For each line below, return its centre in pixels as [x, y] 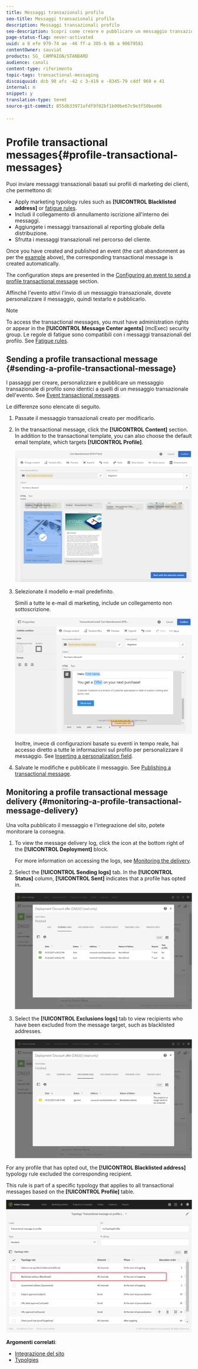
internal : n [21, 88]
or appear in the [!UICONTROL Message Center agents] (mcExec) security [98, 328]
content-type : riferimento [39, 69]
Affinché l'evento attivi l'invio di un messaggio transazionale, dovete [89, 292]
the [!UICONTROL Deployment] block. [62, 849]
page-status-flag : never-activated [50, 38]
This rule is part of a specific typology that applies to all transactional [90, 1185]
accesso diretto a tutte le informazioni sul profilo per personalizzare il [99, 750]
